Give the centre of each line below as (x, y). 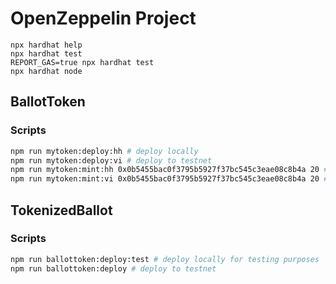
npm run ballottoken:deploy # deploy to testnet (113, 268)
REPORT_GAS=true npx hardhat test (82, 62)
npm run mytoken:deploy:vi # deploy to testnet (111, 160)
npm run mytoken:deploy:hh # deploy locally (104, 151)
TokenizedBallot (61, 210)
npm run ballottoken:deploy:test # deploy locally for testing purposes (165, 259)
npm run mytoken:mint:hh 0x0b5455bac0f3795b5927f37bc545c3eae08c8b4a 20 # (169, 170)
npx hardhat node (46, 71)
